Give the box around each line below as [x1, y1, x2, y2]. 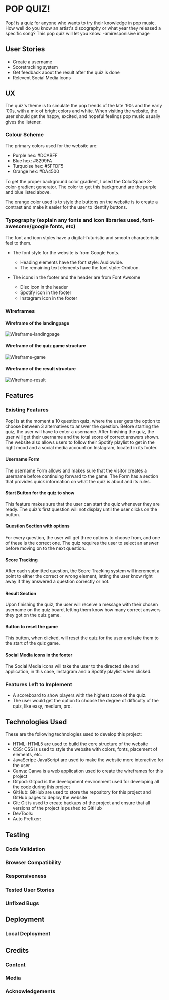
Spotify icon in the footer [20, 289, 72, 296]
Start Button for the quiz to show [5, 490, 75, 496]
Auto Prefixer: [12, 815, 42, 822]
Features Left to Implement [5, 681, 73, 688]
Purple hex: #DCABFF [12, 152, 58, 158]
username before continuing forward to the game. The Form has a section [5, 473, 158, 479]
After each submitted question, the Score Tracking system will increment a [5, 568, 160, 574]
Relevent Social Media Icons [12, 74, 71, 81]
